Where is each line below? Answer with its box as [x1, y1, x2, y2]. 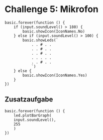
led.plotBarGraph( [13, 113, 52, 118]
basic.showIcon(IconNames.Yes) [22, 73, 88, 78]
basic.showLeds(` [22, 38, 58, 43]
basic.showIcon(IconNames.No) [22, 29, 85, 34]
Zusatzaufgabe [4, 95, 53, 104]
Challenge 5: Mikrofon [4, 4, 99, 15]
